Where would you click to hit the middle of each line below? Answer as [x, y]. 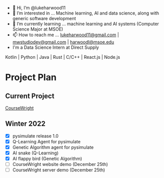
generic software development [44, 18]
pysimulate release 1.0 [35, 136]
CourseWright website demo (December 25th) [60, 164]
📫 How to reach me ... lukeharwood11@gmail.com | [66, 35]
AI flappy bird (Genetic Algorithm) [47, 159]
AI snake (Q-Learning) [35, 153]
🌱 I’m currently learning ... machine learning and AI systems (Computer [86, 24]
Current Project [30, 96]
